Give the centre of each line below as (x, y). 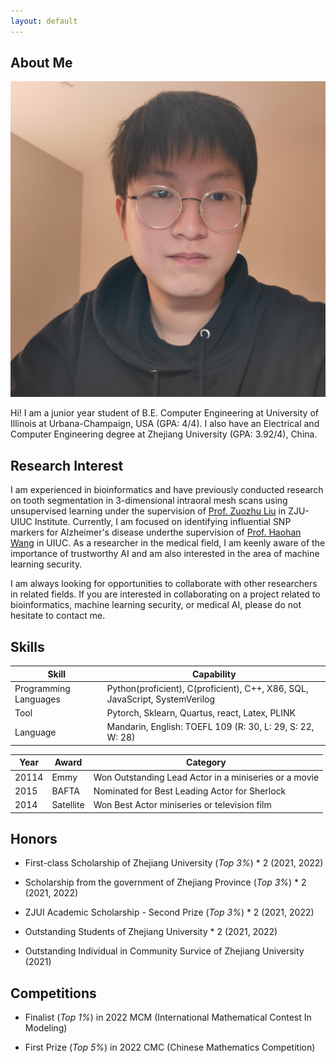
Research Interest (67, 465)
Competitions (53, 993)
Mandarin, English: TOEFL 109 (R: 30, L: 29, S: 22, (210, 727)
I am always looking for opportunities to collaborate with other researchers (164, 584)
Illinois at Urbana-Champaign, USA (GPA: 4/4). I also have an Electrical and (165, 424)
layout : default (44, 21)
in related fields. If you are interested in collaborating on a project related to (165, 594)
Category (206, 762)
